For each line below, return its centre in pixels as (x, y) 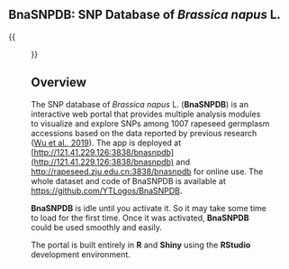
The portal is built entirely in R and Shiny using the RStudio (141, 245)
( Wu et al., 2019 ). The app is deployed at (106, 143)
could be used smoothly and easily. (97, 227)
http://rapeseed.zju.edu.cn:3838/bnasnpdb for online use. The (147, 172)
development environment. (81, 254)
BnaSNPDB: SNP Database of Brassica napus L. (144, 15)
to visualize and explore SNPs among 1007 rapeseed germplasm (150, 123)
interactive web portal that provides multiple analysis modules (146, 114)
